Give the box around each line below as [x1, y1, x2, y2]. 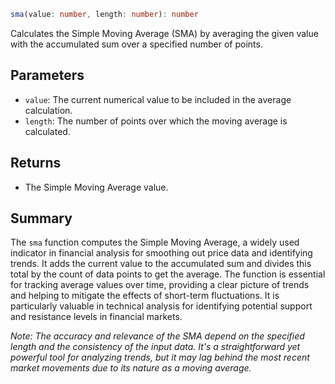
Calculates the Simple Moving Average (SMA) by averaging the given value [10, 27, 319, 39]
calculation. [24, 104, 73, 116]
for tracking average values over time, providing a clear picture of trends [10, 279, 310, 291]
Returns [10, 155, 62, 172]
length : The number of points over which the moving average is [24, 115, 288, 127]
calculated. [24, 125, 71, 137]
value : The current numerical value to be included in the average [24, 93, 292, 105]
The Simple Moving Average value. [24, 181, 169, 193]
